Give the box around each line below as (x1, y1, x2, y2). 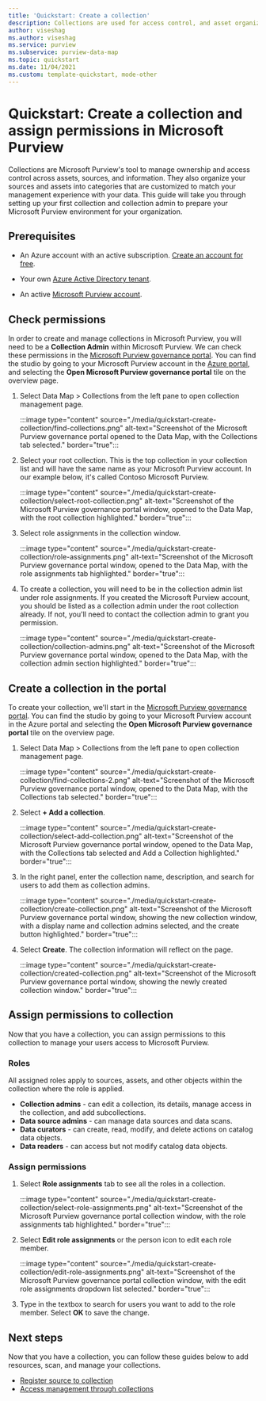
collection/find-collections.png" (19, 423, 124, 433)
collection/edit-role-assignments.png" (19, 1267, 145, 1277)
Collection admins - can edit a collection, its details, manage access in (19, 1099, 252, 1109)
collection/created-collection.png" (19, 968, 132, 978)
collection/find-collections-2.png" (19, 776, 131, 784)
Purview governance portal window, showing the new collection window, (19, 913, 257, 922)
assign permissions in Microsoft (8, 121, 224, 139)
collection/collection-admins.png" (19, 642, 131, 651)
